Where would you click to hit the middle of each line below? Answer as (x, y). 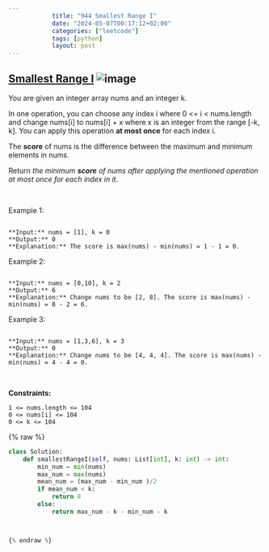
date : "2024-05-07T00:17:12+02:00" (111, 23)
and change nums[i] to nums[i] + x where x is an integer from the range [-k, (134, 122)
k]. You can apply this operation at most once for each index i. (112, 131)
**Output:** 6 (32, 290)
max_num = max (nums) (72, 474)
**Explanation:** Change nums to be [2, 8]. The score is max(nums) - (130, 297)
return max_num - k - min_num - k (109, 512)
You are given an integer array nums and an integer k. (98, 98)
